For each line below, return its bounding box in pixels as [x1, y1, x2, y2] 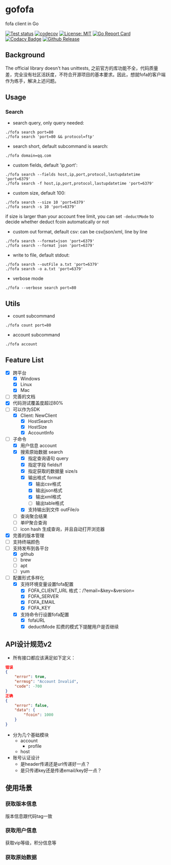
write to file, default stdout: [12, 252, 70, 258]
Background [5, 51, 45, 59]
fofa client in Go [5, 20, 39, 27]
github [20, 551, 34, 557]
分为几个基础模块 [12, 731, 49, 738]
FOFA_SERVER [28, 593, 59, 600]
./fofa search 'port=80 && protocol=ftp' [5, 134, 95, 139]
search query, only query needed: [12, 120, 84, 126]
